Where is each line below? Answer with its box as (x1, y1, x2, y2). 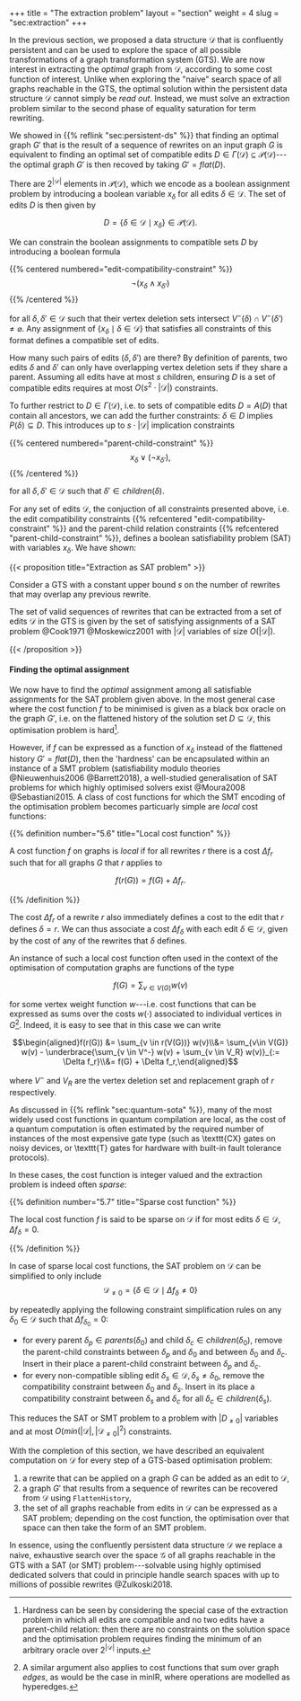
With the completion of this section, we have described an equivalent (9, 1446, 265, 1457)
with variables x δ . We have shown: (9, 542, 137, 555)
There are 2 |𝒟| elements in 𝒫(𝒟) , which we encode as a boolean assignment (9, 177, 290, 189)
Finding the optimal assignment (9, 664, 130, 675)
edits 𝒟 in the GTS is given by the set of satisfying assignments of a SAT (9, 616, 276, 626)
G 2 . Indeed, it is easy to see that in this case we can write (9, 1018, 221, 1031)
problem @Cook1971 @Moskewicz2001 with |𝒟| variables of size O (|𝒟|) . (9, 625, 276, 636)
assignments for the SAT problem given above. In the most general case (9, 694, 276, 704)
